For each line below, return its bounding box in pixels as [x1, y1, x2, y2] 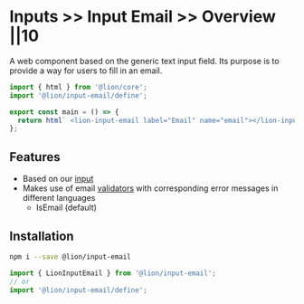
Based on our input [22, 174, 94, 185]
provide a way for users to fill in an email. [9, 65, 163, 76]
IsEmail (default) [35, 202, 98, 214]
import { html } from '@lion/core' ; [9, 82, 147, 91]
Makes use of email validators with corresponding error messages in [22, 183, 279, 194]
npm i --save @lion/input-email [9, 252, 131, 261]
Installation [9, 228, 74, 243]
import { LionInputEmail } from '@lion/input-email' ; [9, 269, 217, 278]
